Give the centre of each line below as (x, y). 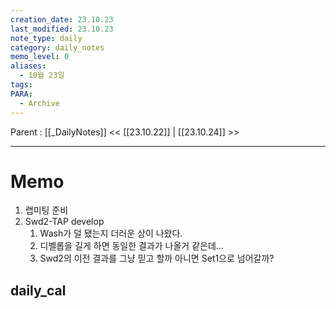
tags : (21, 85)
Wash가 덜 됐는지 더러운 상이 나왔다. (111, 233)
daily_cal (38, 290)
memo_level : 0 (40, 57)
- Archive (39, 103)
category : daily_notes (57, 47)
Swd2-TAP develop (64, 222)
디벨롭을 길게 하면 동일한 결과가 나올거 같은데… (131, 246)
